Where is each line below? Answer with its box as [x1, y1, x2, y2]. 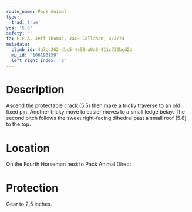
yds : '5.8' [6, 25, 33, 31]
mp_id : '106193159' [11, 52, 59, 58]
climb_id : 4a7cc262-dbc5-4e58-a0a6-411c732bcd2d [11, 47, 133, 53]
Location [6, 141, 50, 155]
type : [6, 14, 19, 20]
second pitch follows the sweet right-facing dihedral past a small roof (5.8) [6, 115, 187, 122]
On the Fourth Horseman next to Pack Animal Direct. [6, 160, 133, 167]
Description [6, 83, 65, 96]
